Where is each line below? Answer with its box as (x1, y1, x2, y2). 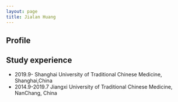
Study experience (6, 55, 72, 65)
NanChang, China (14, 89, 57, 96)
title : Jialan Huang (6, 14, 57, 20)
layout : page (6, 8, 38, 15)
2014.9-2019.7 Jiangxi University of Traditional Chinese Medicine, (14, 83, 173, 90)
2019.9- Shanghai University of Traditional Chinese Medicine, (14, 71, 162, 78)
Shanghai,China (14, 77, 53, 84)
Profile (6, 36, 31, 45)
